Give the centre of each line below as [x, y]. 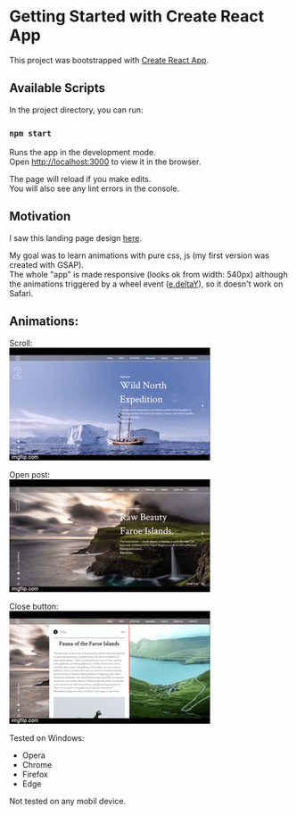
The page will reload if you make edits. [80, 179]
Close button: [34, 606]
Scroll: [21, 343]
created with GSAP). [47, 264]
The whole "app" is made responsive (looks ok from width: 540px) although [148, 274]
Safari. [21, 293]
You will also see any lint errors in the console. [95, 188]
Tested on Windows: [47, 737]
